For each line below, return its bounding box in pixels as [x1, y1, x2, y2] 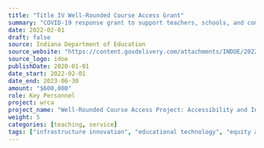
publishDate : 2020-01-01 [8, 63, 90, 70]
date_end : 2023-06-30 [8, 77, 79, 85]
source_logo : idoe [8, 56, 68, 63]
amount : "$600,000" [8, 84, 72, 92]
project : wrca [8, 99, 55, 106]
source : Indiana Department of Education [8, 41, 146, 49]
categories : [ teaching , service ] [8, 121, 118, 128]
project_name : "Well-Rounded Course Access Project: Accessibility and [8, 106, 247, 114]
